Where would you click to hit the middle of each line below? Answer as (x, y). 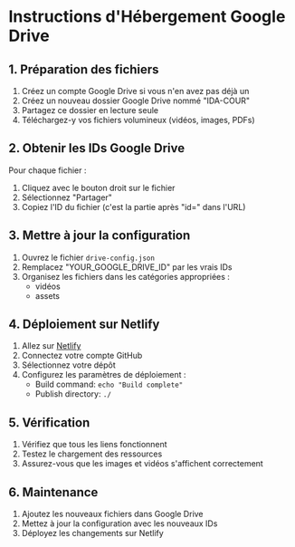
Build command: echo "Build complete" (109, 384)
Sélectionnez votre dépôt (69, 365)
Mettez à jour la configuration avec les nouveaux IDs (119, 523)
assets (48, 295)
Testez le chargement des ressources (92, 454)
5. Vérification (49, 422)
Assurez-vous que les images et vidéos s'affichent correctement (142, 464)
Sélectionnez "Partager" (67, 197)
